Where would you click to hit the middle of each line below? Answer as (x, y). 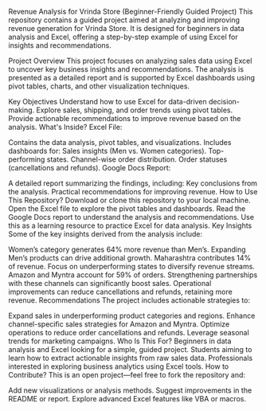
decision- (224, 102)
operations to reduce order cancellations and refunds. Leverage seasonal (129, 333)
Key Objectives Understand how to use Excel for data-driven (108, 102)
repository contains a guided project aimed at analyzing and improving (124, 20)
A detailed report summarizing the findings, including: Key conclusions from (133, 183)
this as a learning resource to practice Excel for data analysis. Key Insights (130, 225)
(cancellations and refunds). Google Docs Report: (90, 168)
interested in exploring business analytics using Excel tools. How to (119, 366)
